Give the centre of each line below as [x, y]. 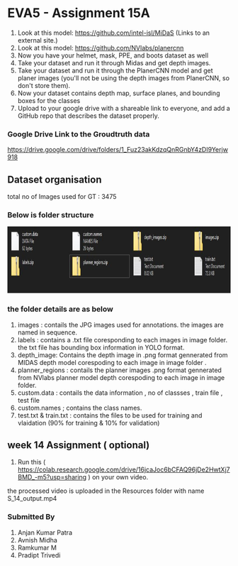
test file [29, 400]
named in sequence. [47, 332]
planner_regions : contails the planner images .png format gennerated [119, 370]
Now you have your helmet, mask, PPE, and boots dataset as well [113, 55]
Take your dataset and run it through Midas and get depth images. [114, 62]
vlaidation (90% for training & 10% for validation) [89, 423]
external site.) [38, 40]
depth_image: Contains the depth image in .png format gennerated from [123, 355]
